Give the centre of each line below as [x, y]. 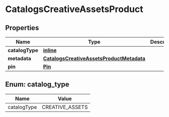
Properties [22, 28]
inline [50, 50]
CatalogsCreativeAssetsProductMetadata [94, 59]
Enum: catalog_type [37, 85]
